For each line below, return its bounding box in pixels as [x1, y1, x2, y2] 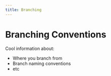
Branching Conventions [5, 28, 106, 40]
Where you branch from [12, 55, 63, 61]
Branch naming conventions [12, 60, 71, 66]
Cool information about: [5, 45, 54, 51]
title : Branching [5, 7, 42, 12]
